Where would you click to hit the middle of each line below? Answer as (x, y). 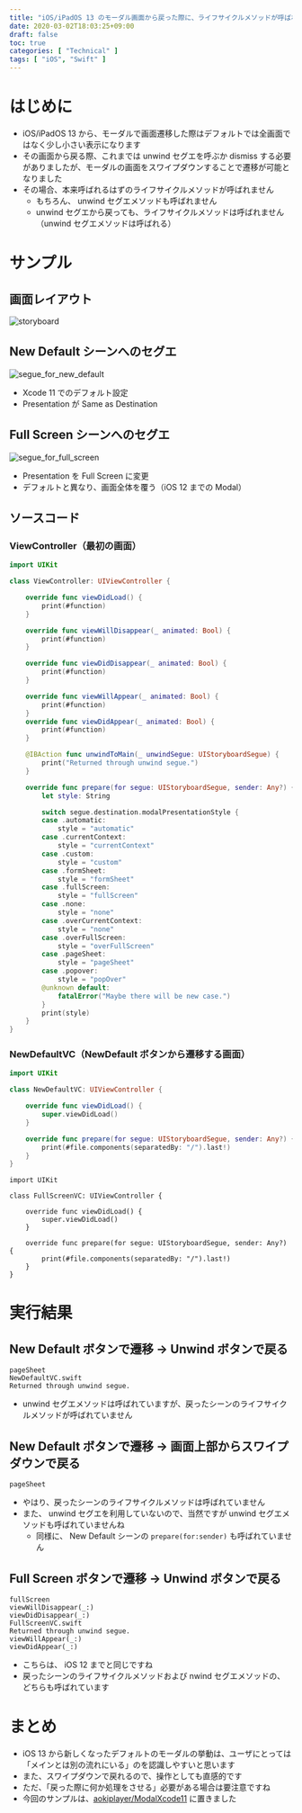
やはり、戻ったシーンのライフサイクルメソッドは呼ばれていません (143, 1503)
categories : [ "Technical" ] (64, 51)
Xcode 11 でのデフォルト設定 (75, 392)
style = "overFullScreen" (106, 946)
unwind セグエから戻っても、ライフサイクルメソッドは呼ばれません (160, 211)
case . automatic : (74, 821)
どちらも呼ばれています (66, 1687)
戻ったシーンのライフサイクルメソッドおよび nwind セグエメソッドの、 (154, 1675)
